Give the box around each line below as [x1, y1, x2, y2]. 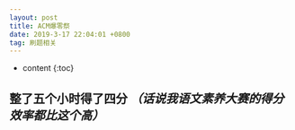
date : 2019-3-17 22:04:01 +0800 [9, 30, 130, 39]
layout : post [9, 13, 58, 22]
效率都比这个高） [9, 108, 104, 123]
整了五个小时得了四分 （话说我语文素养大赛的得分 [9, 91, 284, 106]
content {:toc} [22, 63, 75, 74]
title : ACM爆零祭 [9, 22, 70, 30]
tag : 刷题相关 [9, 38, 57, 48]
